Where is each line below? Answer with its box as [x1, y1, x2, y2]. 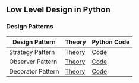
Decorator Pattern [9, 67, 59, 75]
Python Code [91, 38, 130, 46]
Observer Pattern [9, 58, 58, 66]
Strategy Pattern [9, 47, 55, 56]
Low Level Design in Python [6, 5, 111, 15]
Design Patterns [6, 23, 53, 31]
